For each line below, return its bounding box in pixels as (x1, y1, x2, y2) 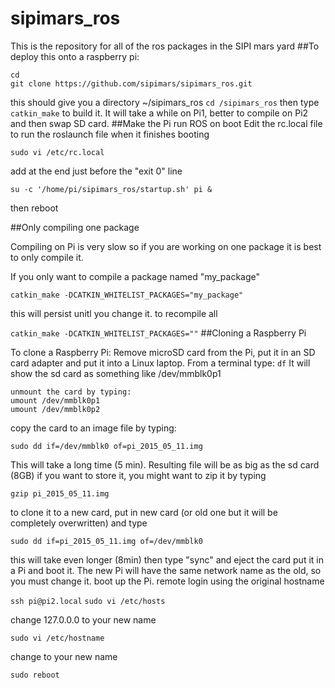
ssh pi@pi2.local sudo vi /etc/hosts (10, 596, 166, 606)
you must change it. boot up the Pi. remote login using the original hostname (10, 575, 325, 587)
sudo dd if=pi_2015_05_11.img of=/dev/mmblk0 (10, 536, 203, 546)
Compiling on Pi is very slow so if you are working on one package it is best (10, 240, 322, 252)
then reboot (10, 202, 59, 214)
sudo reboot (10, 670, 60, 680)
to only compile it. (10, 251, 84, 263)
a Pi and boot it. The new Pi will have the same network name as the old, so (10, 564, 322, 576)
